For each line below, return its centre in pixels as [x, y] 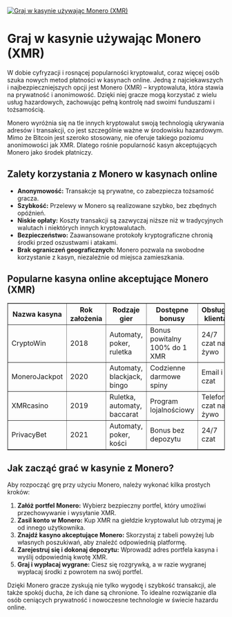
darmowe [165, 376]
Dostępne [172, 310]
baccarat [124, 414]
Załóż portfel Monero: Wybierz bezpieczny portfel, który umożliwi [112, 505]
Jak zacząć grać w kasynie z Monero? [90, 468]
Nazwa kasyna [37, 314]
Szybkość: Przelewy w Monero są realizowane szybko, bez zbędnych [117, 205]
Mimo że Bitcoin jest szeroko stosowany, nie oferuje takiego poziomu [105, 137]
